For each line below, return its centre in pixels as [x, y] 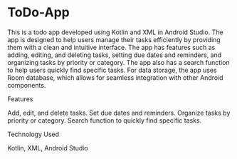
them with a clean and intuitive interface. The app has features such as [111, 47]
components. [27, 85]
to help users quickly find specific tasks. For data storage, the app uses [112, 70]
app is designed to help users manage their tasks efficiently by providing [114, 39]
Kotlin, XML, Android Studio [48, 148]
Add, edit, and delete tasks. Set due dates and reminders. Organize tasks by [119, 113]
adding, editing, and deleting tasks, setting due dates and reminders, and [115, 55]
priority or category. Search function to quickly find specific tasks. [105, 120]
